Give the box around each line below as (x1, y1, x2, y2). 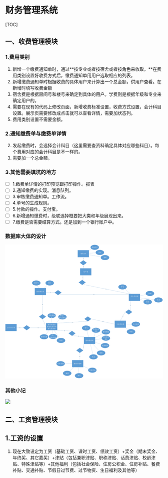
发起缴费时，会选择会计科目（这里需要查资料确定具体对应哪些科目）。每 (12, 142, 159, 148)
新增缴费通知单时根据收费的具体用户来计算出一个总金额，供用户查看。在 (12, 78, 161, 84)
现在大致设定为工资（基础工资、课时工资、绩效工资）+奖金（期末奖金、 (12, 448, 160, 454)
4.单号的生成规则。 (12, 200, 52, 206)
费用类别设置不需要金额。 (12, 116, 65, 122)
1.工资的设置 (5, 434, 43, 442)
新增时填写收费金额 (12, 85, 52, 91)
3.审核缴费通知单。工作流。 (12, 194, 69, 200)
